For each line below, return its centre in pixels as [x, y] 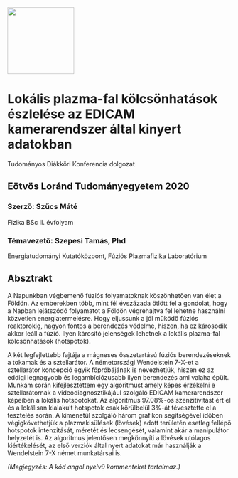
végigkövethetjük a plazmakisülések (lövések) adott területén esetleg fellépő [119, 423]
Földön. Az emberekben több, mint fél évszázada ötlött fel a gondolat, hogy [118, 303]
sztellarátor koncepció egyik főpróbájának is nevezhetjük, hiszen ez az [111, 370]
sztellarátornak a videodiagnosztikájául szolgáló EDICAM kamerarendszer [115, 392]
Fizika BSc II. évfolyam [40, 222]
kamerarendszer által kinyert [94, 129]
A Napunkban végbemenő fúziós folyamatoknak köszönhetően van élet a [114, 295]
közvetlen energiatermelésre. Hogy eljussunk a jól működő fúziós [103, 318]
